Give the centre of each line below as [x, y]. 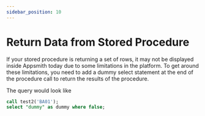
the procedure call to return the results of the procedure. [78, 78]
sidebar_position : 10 [34, 12]
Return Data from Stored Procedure [98, 42]
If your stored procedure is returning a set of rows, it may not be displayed [100, 59]
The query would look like [39, 90]
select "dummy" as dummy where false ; [56, 107]
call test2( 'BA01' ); [33, 101]
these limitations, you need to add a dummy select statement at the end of [100, 72]
